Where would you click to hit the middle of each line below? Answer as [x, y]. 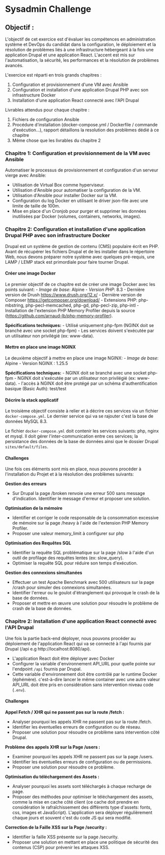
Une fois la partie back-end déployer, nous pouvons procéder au [70, 638]
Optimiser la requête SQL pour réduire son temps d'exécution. [75, 563]
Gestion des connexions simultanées [44, 573]
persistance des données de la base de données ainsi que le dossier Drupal [82, 442]
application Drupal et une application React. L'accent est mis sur [70, 55]
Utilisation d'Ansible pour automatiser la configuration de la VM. [77, 190]
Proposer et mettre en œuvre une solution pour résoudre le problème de [85, 603]
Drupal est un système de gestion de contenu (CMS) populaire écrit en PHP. [82, 246]
